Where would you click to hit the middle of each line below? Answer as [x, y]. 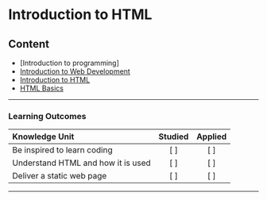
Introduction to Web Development [75, 71]
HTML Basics [41, 88]
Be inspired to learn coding [62, 150]
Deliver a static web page [60, 176]
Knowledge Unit [43, 137]
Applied [211, 137]
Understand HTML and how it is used [81, 163]
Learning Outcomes [47, 116]
